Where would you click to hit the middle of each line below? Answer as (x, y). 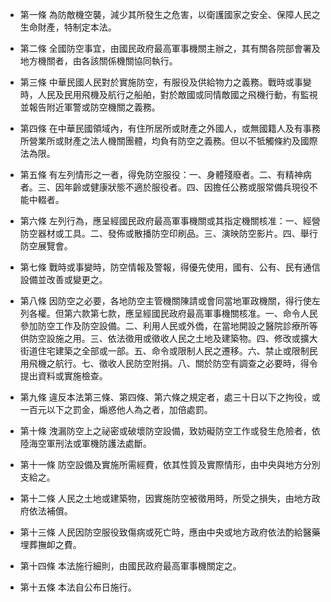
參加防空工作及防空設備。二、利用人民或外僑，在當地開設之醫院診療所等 (168, 326)
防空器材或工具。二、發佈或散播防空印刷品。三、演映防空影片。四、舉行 (168, 233)
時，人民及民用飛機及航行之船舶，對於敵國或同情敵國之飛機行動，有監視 (168, 94)
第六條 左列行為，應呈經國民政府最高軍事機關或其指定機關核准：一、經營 (170, 221)
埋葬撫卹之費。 (50, 544)
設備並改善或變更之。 (63, 279)
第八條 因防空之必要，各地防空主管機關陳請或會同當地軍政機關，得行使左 (170, 301)
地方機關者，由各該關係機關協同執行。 (98, 61)
